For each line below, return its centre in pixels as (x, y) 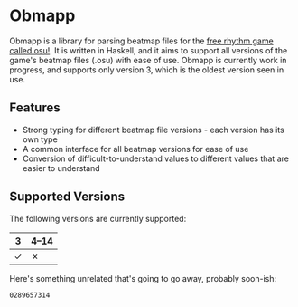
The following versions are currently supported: (98, 218)
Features (35, 108)
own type (40, 139)
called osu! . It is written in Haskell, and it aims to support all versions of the (149, 50)
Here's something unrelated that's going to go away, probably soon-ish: (143, 278)
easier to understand (61, 168)
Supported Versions (67, 197)
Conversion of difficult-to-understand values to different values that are (155, 158)
